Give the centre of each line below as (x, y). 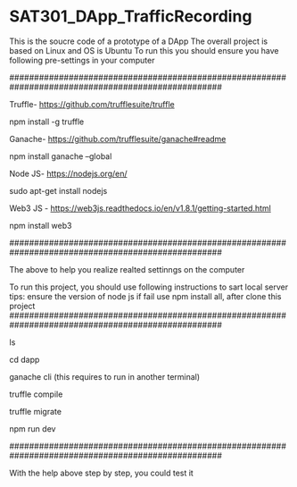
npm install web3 (41, 225)
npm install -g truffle (47, 122)
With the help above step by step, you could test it (101, 473)
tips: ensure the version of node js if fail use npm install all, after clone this (146, 296)
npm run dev (33, 428)
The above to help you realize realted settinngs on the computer (127, 269)
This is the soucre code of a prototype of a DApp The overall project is (139, 41)
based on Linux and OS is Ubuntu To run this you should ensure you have (144, 50)
